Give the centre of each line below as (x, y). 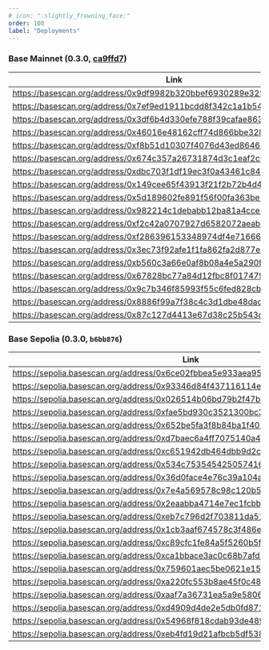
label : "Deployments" (44, 30)
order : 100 (26, 23)
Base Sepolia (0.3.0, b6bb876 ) (65, 339)
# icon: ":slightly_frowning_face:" (69, 16)
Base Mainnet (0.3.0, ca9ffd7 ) (68, 59)
